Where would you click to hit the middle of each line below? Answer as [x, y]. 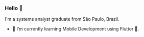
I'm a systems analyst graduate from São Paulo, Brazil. [62, 19]
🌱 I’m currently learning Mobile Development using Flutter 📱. [76, 29]
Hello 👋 [14, 8]
